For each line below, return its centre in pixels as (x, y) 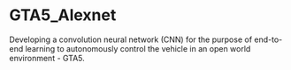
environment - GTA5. (47, 58)
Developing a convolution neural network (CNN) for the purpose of (131, 39)
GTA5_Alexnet (63, 15)
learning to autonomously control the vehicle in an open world (138, 48)
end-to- (268, 39)
